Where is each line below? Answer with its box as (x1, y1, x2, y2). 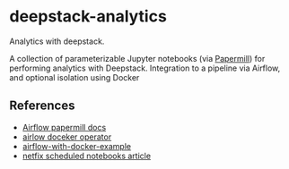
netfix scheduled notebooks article (22, 150, 151, 161)
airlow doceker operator (22, 131, 112, 142)
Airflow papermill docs (22, 122, 107, 132)
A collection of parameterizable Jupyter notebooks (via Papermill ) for (9, 53, 266, 63)
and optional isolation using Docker (9, 72, 140, 82)
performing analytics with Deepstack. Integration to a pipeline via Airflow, (9, 63, 281, 73)
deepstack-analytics (9, 6, 168, 27)
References (9, 98, 75, 114)
